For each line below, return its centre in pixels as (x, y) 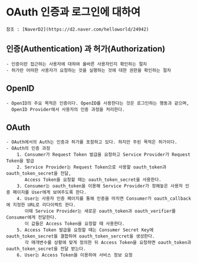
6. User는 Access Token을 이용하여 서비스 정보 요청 (75, 255)
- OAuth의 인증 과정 (28, 148)
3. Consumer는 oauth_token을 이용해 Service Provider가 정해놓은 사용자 (100, 186)
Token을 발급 (20, 161)
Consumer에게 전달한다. (32, 217)
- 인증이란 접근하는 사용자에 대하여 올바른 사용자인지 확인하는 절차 (77, 64)
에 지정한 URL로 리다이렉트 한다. (41, 205)
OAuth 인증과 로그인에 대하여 (73, 12)
